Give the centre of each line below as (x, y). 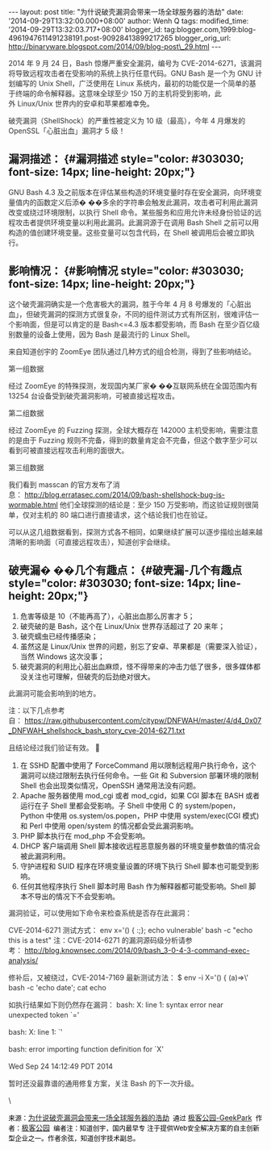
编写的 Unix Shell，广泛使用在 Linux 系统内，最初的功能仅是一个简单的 (132, 83)
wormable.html (33, 504)
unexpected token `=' (44, 1015)
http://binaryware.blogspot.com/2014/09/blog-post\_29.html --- (115, 46)
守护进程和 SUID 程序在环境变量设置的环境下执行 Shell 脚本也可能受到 (136, 866)
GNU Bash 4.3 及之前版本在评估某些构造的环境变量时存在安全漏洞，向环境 (132, 192)
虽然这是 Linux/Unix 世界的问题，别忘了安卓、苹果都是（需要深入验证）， (140, 647)
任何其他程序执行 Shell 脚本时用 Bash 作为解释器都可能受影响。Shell (133, 886)
